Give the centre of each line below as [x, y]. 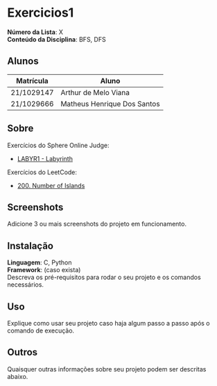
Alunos [23, 61]
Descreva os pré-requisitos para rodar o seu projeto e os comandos [104, 277]
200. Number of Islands [51, 185]
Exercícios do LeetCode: [42, 172]
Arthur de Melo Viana [95, 92]
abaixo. [18, 376]
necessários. [25, 285]
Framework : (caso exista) [44, 270]
